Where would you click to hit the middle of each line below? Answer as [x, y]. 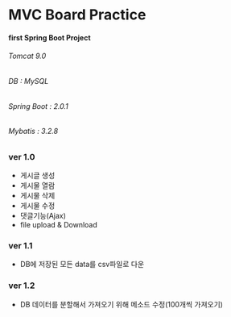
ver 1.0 [22, 156]
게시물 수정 [37, 206]
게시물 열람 [37, 186]
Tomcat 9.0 [27, 56]
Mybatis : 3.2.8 [33, 131]
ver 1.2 [22, 286]
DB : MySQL [29, 81]
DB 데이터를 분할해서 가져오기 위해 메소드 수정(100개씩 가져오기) [122, 304]
